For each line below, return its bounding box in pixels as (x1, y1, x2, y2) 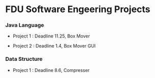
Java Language (5, 22, 45, 29)
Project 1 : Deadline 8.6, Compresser (12, 67, 90, 73)
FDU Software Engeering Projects (5, 4, 151, 15)
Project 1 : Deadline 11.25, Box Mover (12, 33, 91, 39)
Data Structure (5, 56, 43, 63)
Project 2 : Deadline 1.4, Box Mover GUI (12, 43, 96, 49)
